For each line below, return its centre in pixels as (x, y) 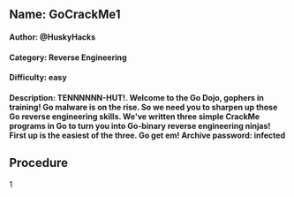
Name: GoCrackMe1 (65, 15)
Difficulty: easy (38, 78)
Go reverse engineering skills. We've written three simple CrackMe (135, 116)
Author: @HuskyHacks (53, 37)
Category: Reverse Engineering (68, 57)
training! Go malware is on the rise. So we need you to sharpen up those (143, 107)
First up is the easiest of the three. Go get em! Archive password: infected (147, 135)
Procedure (39, 163)
